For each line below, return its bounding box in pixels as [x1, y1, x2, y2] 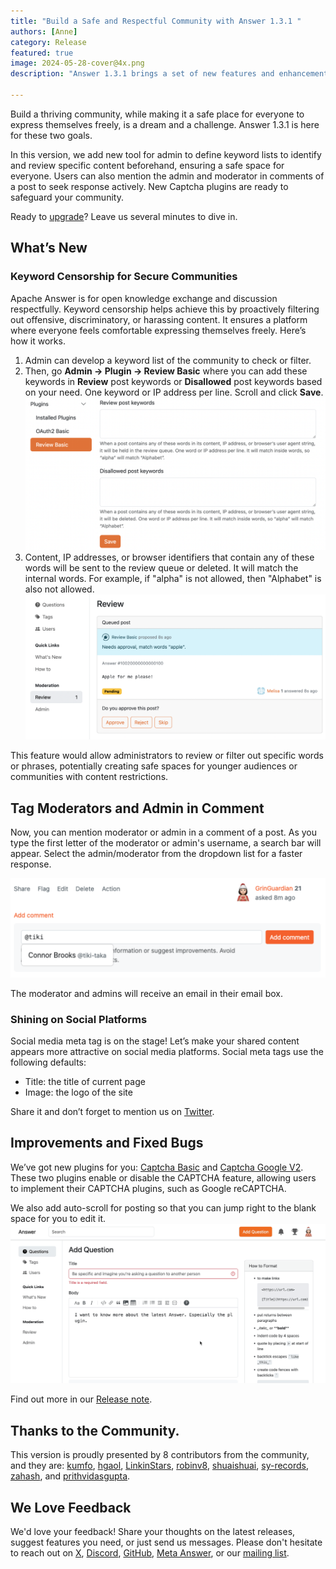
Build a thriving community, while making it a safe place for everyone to [10, 108, 305, 120]
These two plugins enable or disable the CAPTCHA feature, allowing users [10, 1171, 317, 1184]
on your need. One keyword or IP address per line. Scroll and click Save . [24, 386, 324, 398]
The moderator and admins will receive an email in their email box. [10, 987, 283, 999]
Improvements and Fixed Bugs [10, 1135, 204, 1152]
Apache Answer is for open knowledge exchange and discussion [10, 292, 278, 304]
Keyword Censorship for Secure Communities [10, 270, 238, 284]
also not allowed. [24, 583, 95, 595]
